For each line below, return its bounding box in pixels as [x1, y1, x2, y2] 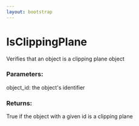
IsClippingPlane [6, 35, 88, 48]
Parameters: [6, 70, 44, 79]
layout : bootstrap [6, 8, 53, 15]
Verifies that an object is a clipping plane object [6, 55, 125, 62]
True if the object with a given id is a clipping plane [6, 113, 133, 120]
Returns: [6, 99, 33, 107]
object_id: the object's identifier [6, 84, 85, 91]
